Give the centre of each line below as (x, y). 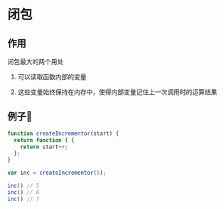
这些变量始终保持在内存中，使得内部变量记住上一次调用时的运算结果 (117, 92)
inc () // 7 (23, 199)
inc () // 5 (23, 186)
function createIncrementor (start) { (63, 133)
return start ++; (44, 147)
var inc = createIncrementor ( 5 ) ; (57, 173)
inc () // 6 (23, 192)
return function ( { (44, 140)
